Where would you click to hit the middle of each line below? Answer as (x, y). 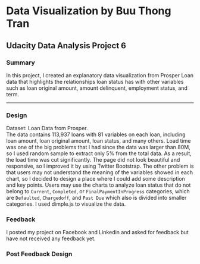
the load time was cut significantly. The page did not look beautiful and (93, 160)
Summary (21, 62)
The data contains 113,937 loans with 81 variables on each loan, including (96, 134)
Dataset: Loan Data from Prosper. (47, 128)
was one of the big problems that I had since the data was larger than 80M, (98, 147)
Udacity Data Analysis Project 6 (66, 45)
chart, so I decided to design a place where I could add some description (96, 179)
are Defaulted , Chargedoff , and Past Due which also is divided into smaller (96, 198)
